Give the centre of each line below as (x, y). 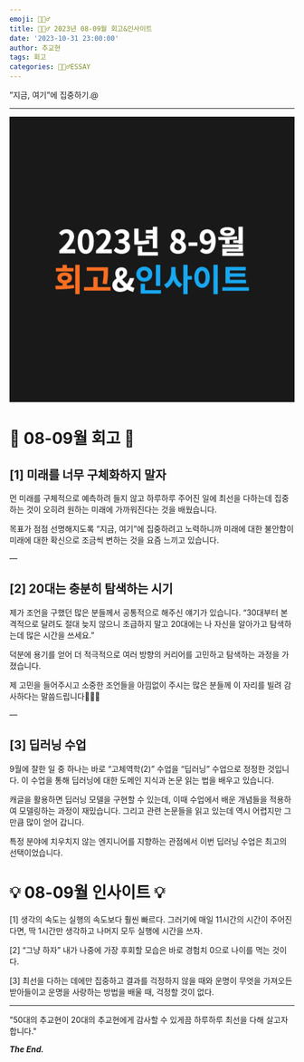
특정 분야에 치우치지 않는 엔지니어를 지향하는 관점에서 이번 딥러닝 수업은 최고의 (148, 841)
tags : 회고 (28, 58)
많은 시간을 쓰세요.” (60, 635)
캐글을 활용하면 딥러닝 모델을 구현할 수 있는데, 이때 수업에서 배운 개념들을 (138, 799)
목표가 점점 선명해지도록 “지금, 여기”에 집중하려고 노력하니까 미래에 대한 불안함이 (152, 529)
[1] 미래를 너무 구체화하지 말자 (88, 474)
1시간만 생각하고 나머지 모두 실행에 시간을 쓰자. (120, 931)
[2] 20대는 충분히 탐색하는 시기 (91, 589)
